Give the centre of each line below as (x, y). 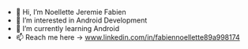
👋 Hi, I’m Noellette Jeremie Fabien (71, 12)
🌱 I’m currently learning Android (68, 28)
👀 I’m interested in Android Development (81, 20)
